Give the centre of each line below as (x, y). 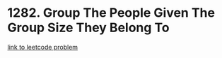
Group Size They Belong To (88, 28)
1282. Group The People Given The (111, 13)
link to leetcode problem (43, 47)
